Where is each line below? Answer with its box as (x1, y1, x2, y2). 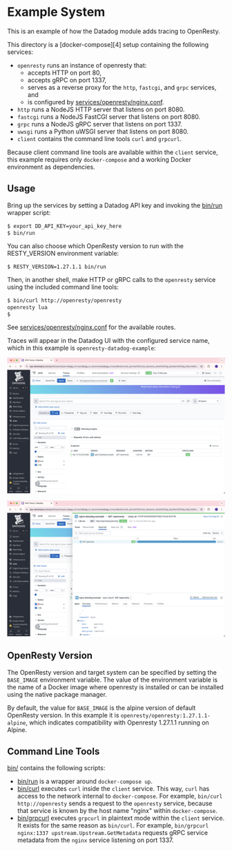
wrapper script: (7, 208, 51, 216)
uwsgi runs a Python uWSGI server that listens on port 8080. (17, 127, 189, 135)
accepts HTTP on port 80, (27, 68, 102, 77)
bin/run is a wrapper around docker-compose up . (17, 777, 153, 785)
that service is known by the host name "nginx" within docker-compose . (17, 807, 217, 815)
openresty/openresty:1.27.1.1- (120, 712, 211, 719)
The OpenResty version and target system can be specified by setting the (7, 668, 217, 676)
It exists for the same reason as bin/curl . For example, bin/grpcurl (17, 821, 209, 830)
